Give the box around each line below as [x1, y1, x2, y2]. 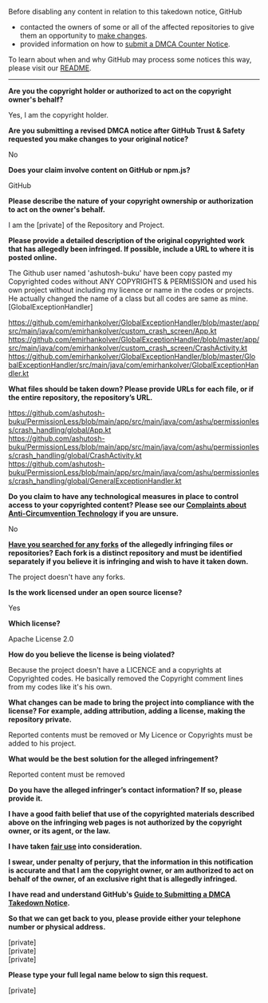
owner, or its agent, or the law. [8, 826, 111, 835]
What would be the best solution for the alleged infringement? [8, 754, 219, 763]
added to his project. [8, 739, 77, 748]
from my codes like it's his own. [8, 682, 112, 691]
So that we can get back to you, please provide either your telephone [8, 913, 242, 923]
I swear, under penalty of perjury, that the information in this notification [8, 857, 254, 866]
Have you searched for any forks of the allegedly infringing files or [8, 540, 234, 549]
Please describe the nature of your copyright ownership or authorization [8, 196, 254, 206]
